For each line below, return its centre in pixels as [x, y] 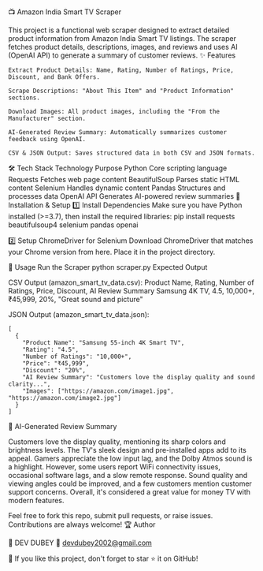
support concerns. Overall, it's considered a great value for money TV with [129, 492]
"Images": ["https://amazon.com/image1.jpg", [98, 391]
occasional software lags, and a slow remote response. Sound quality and [128, 475]
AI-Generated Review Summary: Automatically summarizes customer [117, 132]
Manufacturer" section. [47, 118]
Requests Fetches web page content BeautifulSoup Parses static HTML [124, 179]
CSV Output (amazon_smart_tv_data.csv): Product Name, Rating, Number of [131, 282]
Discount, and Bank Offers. [54, 77]
